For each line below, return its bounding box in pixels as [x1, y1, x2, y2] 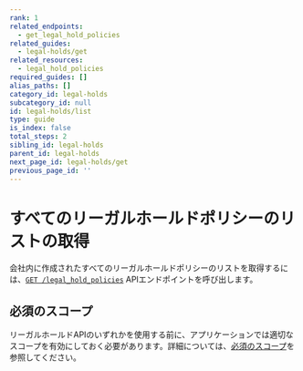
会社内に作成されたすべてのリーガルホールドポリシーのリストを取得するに [9, 263, 289, 273]
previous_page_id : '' [9, 166, 92, 175]
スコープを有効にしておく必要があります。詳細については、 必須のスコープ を [9, 341, 295, 352]
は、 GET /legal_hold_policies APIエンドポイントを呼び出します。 [9, 274, 258, 285]
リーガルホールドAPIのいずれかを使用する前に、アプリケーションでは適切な [9, 329, 294, 340]
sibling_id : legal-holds [9, 140, 104, 149]
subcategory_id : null [9, 98, 92, 108]
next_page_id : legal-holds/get [9, 157, 129, 167]
